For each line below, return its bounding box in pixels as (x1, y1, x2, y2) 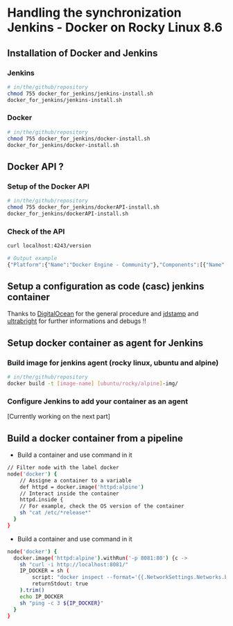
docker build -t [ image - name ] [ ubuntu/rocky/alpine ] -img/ (7, 380, 178, 388)
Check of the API (7, 227, 65, 236)
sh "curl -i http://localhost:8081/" (19, 561, 129, 568)
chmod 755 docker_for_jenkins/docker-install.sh (7, 135, 150, 142)
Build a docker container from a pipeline (7, 432, 184, 444)
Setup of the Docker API (7, 182, 90, 191)
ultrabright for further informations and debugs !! (7, 317, 147, 325)
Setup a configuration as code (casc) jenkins (7, 281, 205, 293)
